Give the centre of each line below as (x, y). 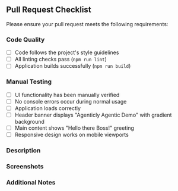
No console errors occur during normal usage (71, 101)
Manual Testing (29, 82)
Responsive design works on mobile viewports (71, 134)
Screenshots (25, 166)
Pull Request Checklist (49, 10)
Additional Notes (31, 182)
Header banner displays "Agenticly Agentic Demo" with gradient (93, 115)
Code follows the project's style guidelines (67, 52)
